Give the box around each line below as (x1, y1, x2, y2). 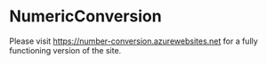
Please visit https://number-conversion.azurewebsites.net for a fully (9, 36, 258, 46)
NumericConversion (9, 6, 162, 27)
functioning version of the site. (9, 45, 122, 55)
